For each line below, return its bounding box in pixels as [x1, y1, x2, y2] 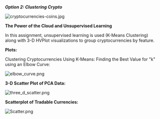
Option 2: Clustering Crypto [5, 4, 62, 10]
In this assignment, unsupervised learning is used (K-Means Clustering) [5, 33, 148, 38]
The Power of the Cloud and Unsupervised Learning [5, 23, 112, 29]
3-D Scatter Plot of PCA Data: [5, 80, 66, 86]
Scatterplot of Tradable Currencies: [5, 99, 79, 105]
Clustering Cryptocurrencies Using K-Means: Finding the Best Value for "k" [5, 56, 156, 62]
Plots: [5, 47, 17, 52]
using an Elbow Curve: [5, 62, 50, 67]
